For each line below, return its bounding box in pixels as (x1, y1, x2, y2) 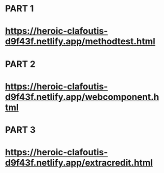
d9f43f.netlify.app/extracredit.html (5, 157, 153, 169)
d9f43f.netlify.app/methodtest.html (5, 36, 156, 47)
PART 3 (5, 124, 36, 135)
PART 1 (5, 3, 34, 14)
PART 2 (5, 58, 36, 69)
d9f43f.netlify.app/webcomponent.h (5, 91, 159, 102)
